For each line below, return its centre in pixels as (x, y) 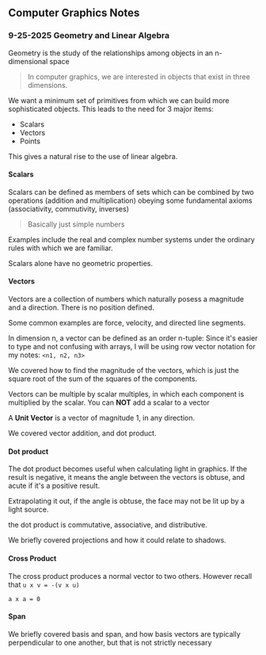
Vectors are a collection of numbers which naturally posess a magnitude (126, 299)
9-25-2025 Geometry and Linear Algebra (89, 36)
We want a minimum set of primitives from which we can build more (119, 100)
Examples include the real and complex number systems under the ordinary (131, 239)
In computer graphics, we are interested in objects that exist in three (139, 76)
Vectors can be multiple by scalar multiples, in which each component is (126, 394)
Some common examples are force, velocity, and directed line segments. (127, 323)
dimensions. (47, 85)
